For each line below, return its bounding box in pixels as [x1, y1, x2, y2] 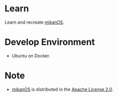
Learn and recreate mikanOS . [4, 19, 65, 25]
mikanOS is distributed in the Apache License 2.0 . [11, 86, 114, 92]
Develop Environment [4, 36, 95, 48]
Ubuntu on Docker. [11, 53, 50, 59]
